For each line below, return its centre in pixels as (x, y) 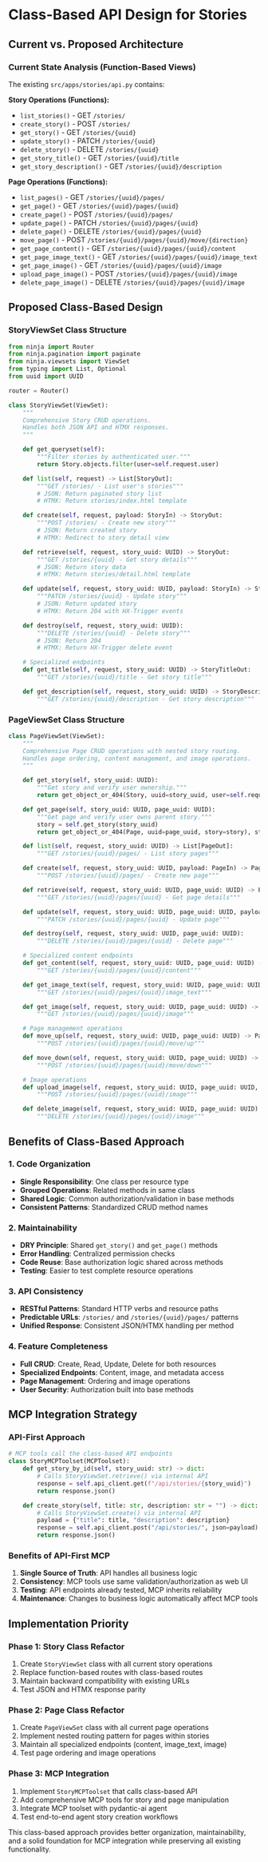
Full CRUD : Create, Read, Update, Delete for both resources (118, 1364)
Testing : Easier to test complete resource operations (106, 1271)
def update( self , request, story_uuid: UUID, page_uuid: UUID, (130, 912)
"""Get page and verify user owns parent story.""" (125, 817)
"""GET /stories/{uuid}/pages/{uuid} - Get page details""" (139, 897)
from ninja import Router (51, 347)
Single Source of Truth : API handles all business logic (108, 1573)
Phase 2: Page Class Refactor (67, 1710)
